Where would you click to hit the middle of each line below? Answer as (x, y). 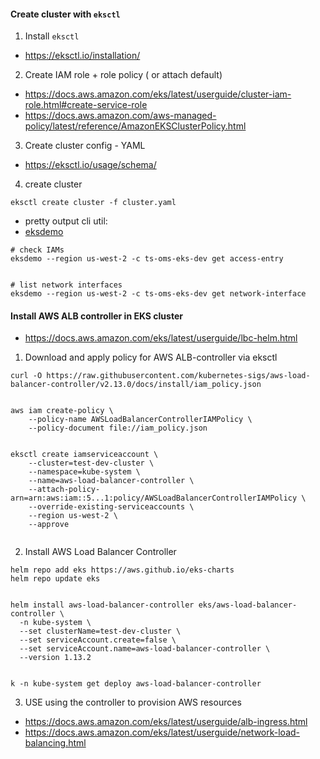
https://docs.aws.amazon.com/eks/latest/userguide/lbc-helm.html (161, 338)
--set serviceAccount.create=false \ (98, 640)
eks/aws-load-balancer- (248, 605)
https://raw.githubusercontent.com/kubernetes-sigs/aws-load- (178, 376)
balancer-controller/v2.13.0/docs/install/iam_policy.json (136, 385)
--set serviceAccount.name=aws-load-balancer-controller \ (145, 649)
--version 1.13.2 (55, 658)
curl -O (26, 376)
